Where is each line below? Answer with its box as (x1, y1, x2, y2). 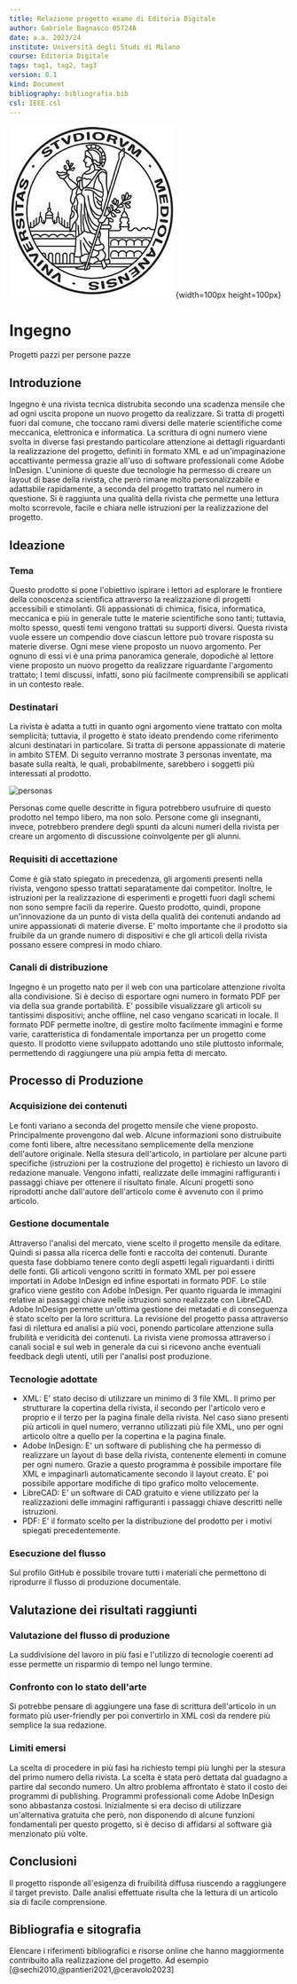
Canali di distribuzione (9, 961, 108, 973)
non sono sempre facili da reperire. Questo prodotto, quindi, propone (9, 901, 262, 912)
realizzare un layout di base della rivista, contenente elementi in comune (21, 1450, 286, 1460)
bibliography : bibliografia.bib (9, 89, 129, 98)
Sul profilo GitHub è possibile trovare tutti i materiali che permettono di (9, 1567, 267, 1579)
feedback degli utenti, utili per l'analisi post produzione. (9, 1350, 212, 1361)
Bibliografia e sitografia (9, 1922, 142, 1937)
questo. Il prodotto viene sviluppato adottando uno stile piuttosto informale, (9, 1038, 285, 1049)
